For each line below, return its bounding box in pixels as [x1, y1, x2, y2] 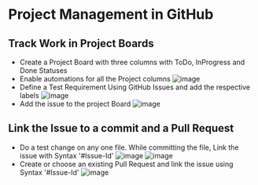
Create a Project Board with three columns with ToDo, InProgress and [19, 57, 245, 67]
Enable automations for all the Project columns [19, 74, 171, 83]
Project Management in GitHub [8, 5, 214, 24]
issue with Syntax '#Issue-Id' [19, 151, 114, 160]
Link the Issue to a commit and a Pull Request [8, 122, 234, 135]
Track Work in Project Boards [8, 37, 155, 50]
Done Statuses [19, 66, 68, 75]
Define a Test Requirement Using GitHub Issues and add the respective [19, 82, 250, 92]
